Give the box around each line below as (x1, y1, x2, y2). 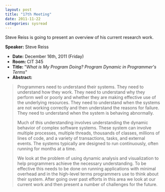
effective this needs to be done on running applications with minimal (17, 166, 156, 172)
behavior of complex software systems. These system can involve (17, 125, 152, 131)
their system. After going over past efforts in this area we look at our (17, 176, 156, 182)
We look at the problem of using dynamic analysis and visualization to (17, 156, 159, 161)
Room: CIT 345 (12, 59, 43, 64)
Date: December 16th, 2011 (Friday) (12, 54, 84, 60)
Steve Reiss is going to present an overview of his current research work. (5, 34, 154, 40)
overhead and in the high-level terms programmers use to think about (17, 171, 159, 177)
